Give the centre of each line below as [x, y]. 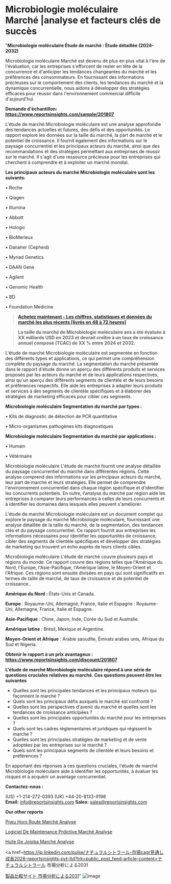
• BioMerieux [19, 237]
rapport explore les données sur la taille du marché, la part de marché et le [84, 135]
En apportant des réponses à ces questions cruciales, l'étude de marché [81, 766]
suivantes [16, 681]
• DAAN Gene [20, 267]
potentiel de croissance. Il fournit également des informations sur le [76, 140]
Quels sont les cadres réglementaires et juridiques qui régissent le [82, 728]
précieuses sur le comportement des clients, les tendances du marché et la [84, 83]
